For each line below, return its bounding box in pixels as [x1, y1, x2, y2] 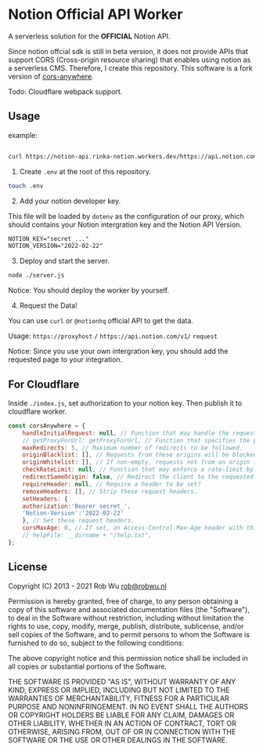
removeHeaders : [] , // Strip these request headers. [22, 487, 198, 495]
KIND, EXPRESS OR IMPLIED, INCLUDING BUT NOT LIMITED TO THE [8, 685, 230, 694]
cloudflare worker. [8, 406, 67, 416]
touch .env [8, 182, 44, 190]
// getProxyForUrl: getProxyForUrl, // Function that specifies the [22, 436, 250, 444]
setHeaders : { [22, 494, 68, 503]
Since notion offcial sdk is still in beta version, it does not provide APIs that [8, 46, 249, 56]
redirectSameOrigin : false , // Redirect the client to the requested [22, 473, 254, 481]
